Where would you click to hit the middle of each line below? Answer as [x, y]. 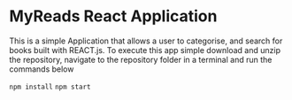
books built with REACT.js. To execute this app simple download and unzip [145, 50]
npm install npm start [50, 87]
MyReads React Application [113, 16]
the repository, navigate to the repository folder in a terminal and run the [141, 59]
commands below [42, 69]
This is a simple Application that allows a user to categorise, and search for [146, 41]
